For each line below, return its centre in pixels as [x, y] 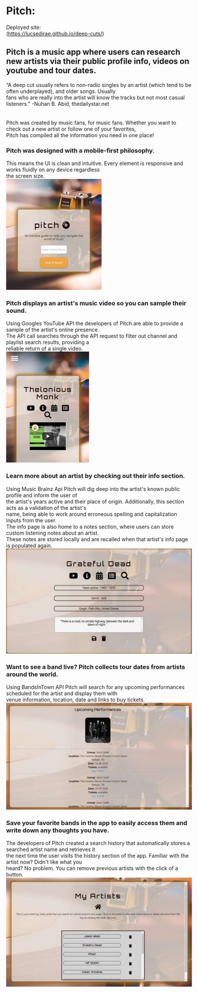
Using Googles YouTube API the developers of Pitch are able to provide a [95, 324]
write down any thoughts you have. [58, 830]
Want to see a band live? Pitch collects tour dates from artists [96, 667]
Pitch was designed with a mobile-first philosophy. [80, 150]
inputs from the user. [32, 520]
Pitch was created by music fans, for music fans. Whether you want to [91, 122]
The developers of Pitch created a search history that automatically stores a [98, 843]
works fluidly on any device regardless [53, 170]
